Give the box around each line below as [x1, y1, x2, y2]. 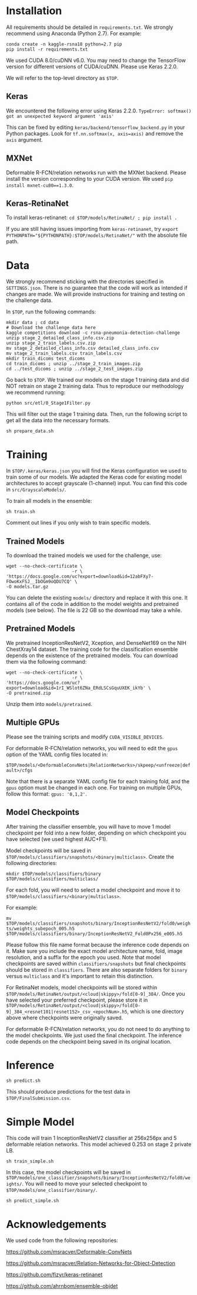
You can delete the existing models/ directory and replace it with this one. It [6, 594, 188, 601]
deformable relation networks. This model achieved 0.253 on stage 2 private [6, 1141, 192, 1148]
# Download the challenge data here [6, 325, 96, 331]
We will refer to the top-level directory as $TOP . [6, 74, 119, 81]
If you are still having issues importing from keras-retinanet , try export [6, 226, 178, 233]
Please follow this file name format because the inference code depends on [6, 941, 189, 948]
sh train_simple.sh [6, 1158, 54, 1164]
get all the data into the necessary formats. [6, 417, 111, 424]
